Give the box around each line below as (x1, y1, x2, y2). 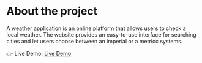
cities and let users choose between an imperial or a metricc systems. (6, 37, 183, 45)
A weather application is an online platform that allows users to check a (6, 24, 186, 32)
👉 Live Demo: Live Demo (6, 50, 72, 57)
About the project (6, 4, 98, 18)
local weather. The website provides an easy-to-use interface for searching (6, 31, 197, 38)
